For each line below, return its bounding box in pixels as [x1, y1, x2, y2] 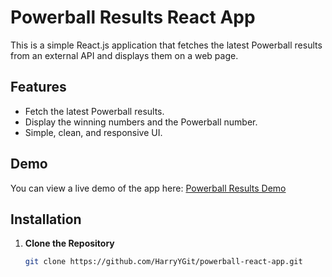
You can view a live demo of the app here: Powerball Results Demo [10, 182, 287, 194]
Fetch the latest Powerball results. [24, 105, 165, 117]
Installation [10, 211, 82, 228]
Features [10, 79, 67, 96]
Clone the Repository [24, 237, 115, 250]
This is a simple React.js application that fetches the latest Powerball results [10, 39, 323, 51]
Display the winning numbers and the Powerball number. [24, 116, 258, 128]
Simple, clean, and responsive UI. [24, 126, 163, 138]
